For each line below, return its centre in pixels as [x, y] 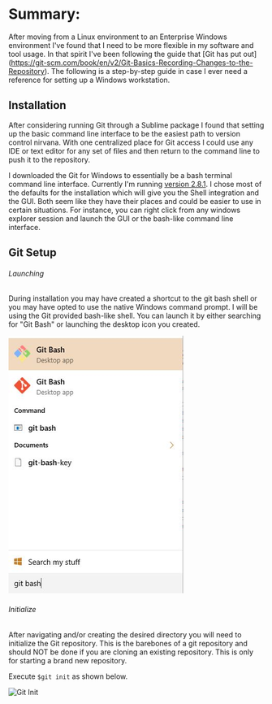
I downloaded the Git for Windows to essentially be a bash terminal [121, 175]
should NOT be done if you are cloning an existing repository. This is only [131, 652]
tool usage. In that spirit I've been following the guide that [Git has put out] [133, 54]
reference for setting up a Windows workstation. [89, 80]
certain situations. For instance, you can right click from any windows [125, 210]
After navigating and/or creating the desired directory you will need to [125, 634]
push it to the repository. [50, 159]
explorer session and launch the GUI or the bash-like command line [121, 218]
